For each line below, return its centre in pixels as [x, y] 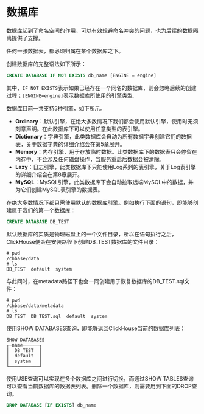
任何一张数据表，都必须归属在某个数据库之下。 [65, 51]
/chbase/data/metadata [35, 305]
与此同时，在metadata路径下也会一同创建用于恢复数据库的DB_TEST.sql [95, 281]
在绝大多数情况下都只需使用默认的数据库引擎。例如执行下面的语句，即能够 [100, 202]
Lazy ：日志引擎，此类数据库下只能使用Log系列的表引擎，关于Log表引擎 [106, 167]
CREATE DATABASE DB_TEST [38, 222]
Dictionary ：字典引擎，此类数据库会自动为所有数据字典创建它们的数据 [103, 136]
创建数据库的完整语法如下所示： [46, 64]
